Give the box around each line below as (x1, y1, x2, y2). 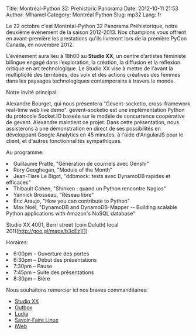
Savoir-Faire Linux (14, 316, 59, 323)
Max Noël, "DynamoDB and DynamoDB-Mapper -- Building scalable (13, 204, 177, 210)
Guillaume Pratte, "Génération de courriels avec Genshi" (13, 160, 149, 167)
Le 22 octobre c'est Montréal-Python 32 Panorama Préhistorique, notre (6, 23, 178, 29)
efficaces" (6, 179, 31, 186)
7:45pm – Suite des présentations (13, 269, 94, 276)
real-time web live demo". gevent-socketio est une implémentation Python (6, 107, 185, 113)
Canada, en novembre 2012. (6, 41, 74, 48)
